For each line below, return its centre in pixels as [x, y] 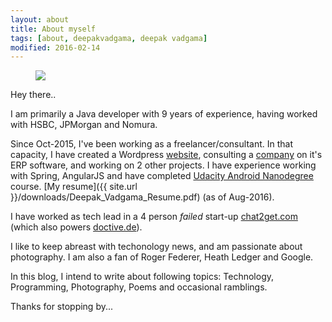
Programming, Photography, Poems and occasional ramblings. [139, 287]
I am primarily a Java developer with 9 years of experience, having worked [164, 114]
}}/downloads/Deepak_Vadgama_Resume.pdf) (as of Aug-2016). [142, 197]
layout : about [40, 19]
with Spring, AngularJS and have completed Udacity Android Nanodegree [162, 176]
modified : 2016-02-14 [55, 47]
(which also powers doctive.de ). [76, 227]
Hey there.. [33, 95]
